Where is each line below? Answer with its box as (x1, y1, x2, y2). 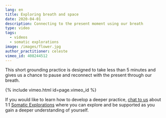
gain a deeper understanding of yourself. (5, 107, 89, 113)
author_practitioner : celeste (5, 49, 68, 54)
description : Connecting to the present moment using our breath (5, 21, 143, 26)
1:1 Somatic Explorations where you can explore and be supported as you (5, 102, 155, 108)
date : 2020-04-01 (5, 16, 41, 21)
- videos (9, 35, 28, 40)
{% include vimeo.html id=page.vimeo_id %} (5, 87, 97, 93)
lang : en (5, 7, 23, 12)
